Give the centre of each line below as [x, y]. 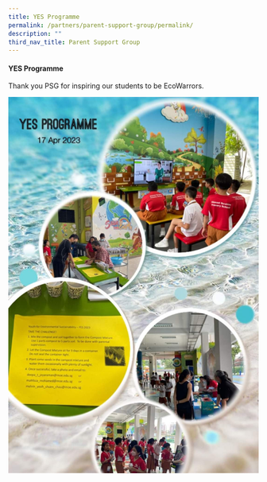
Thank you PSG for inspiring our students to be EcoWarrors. [106, 86]
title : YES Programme [44, 17]
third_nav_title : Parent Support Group [74, 42]
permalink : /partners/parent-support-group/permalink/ [101, 25]
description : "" [35, 33]
